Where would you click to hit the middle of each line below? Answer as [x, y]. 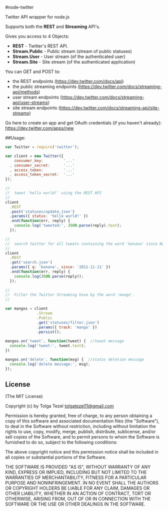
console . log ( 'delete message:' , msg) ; [50, 364]
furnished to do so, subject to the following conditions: [61, 442]
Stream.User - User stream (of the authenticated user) [69, 56]
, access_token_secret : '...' [42, 174]
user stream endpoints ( [37, 97]
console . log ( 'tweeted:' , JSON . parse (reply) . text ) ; [68, 225]
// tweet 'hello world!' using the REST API [53, 193]
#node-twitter [19, 7]
